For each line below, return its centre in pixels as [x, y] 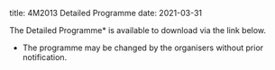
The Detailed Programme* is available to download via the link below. [138, 30]
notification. [45, 57]
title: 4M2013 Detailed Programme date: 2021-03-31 [106, 13]
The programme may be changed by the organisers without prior [143, 48]
